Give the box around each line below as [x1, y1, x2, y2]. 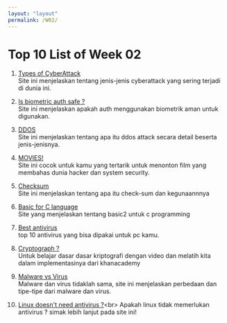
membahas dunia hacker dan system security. [17, 168, 150, 177]
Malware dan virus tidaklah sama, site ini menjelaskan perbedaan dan [17, 280, 217, 288]
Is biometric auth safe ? [17, 98, 85, 106]
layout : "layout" [8, 10, 58, 17]
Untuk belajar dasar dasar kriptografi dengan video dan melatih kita [17, 252, 211, 260]
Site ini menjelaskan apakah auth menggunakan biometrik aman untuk [17, 105, 219, 113]
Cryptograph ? [17, 244, 60, 253]
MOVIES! [17, 154, 44, 162]
